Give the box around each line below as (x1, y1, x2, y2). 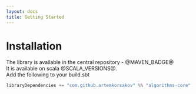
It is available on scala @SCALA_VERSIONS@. (6, 65, 117, 72)
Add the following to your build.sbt (6, 71, 90, 78)
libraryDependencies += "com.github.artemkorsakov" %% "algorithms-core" (6, 83, 191, 89)
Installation (6, 39, 62, 53)
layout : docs (6, 8, 38, 15)
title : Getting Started (6, 14, 65, 20)
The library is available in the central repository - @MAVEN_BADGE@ (6, 59, 174, 66)
